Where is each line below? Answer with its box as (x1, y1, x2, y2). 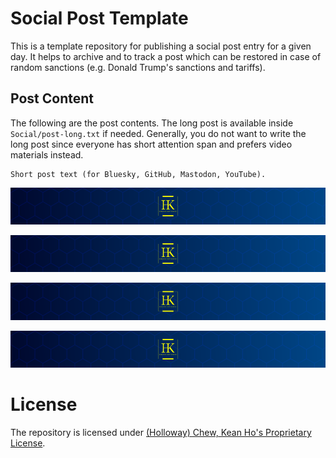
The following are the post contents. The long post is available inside (10, 117, 294, 129)
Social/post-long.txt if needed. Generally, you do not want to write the (10, 127, 307, 139)
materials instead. (10, 148, 84, 161)
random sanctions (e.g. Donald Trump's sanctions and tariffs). (10, 61, 266, 73)
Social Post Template (10, 7, 189, 30)
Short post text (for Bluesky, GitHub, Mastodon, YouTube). (10, 169, 267, 179)
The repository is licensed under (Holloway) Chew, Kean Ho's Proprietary (10, 426, 312, 438)
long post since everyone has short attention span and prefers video (10, 138, 293, 150)
